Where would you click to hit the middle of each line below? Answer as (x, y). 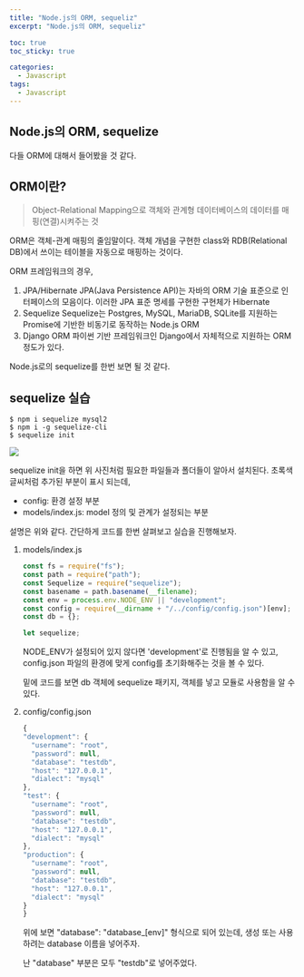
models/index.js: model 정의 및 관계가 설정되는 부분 (115, 513)
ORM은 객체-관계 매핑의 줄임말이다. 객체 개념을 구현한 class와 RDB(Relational (148, 240)
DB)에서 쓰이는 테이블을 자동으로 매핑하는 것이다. (96, 252)
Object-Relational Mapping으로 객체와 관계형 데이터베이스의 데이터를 (155, 210)
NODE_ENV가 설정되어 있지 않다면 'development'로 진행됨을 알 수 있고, (150, 652)
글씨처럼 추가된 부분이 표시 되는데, (70, 482)
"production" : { (53, 855)
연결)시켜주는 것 (70, 221)
